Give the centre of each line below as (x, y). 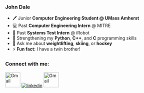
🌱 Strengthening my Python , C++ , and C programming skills (74, 38)
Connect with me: (27, 64)
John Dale (18, 7)
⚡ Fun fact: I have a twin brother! (46, 49)
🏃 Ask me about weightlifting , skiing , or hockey (62, 43)
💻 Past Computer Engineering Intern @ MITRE (61, 25)
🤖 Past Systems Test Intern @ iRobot (51, 33)
